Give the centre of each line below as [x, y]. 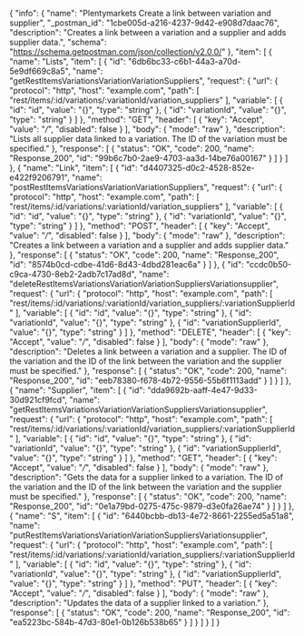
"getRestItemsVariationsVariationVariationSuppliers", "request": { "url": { [144, 81]
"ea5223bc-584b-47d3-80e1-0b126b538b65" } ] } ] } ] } [115, 622]
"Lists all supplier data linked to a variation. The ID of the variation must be [148, 139]
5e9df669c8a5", [40, 71]
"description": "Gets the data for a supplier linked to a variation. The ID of [147, 477]
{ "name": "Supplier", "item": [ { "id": [78, 390]
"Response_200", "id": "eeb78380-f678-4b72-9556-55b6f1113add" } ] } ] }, [151, 380]
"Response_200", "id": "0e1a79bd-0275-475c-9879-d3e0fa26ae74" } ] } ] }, [152, 506]
